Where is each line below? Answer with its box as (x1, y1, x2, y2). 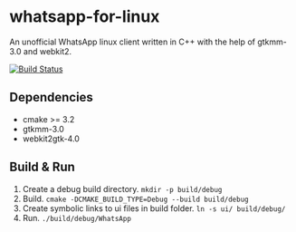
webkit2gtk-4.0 (22, 133, 80, 144)
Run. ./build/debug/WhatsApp (22, 212, 131, 223)
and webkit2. (23, 45, 72, 56)
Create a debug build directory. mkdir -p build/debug (22, 183, 223, 194)
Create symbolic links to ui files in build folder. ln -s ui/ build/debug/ (22, 202, 286, 214)
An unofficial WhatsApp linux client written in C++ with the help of (9, 36, 256, 47)
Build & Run (9, 159, 75, 175)
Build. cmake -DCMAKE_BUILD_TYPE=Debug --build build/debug (22, 193, 249, 204)
